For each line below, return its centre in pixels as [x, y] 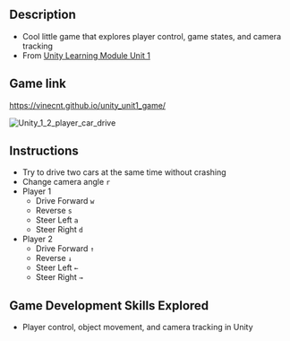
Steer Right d [59, 230]
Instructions [44, 151]
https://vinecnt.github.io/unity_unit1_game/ [88, 105]
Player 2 [38, 239]
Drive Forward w [65, 201]
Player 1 [37, 191]
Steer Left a [57, 220]
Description [43, 15]
